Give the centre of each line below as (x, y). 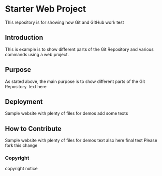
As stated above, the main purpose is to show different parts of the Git (75, 81)
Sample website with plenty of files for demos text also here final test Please (81, 140)
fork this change (21, 145)
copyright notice (21, 169)
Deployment (24, 102)
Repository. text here (26, 86)
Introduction (24, 38)
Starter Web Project (45, 9)
